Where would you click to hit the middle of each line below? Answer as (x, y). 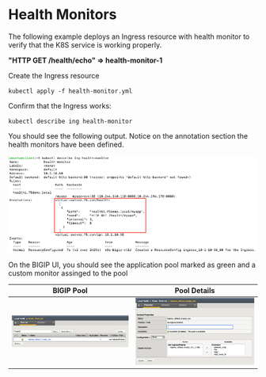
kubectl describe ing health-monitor (70, 121)
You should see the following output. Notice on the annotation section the (128, 135)
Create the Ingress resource (54, 75)
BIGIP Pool (70, 291)
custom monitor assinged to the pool (68, 273)
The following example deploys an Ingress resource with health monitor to (129, 36)
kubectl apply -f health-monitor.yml (70, 91)
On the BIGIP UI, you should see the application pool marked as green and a (132, 265)
